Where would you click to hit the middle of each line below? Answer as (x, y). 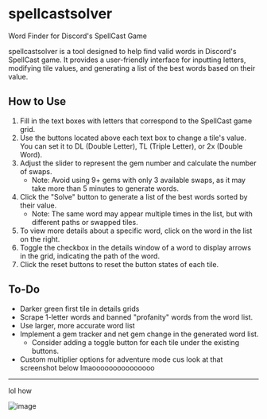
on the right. (40, 239)
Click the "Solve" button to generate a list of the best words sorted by (133, 196)
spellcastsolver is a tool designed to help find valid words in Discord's (122, 51)
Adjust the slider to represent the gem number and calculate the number (138, 163)
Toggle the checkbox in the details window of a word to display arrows (135, 247)
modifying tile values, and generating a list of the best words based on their (132, 68)
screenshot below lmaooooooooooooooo (87, 367)
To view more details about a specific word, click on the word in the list (136, 231)
